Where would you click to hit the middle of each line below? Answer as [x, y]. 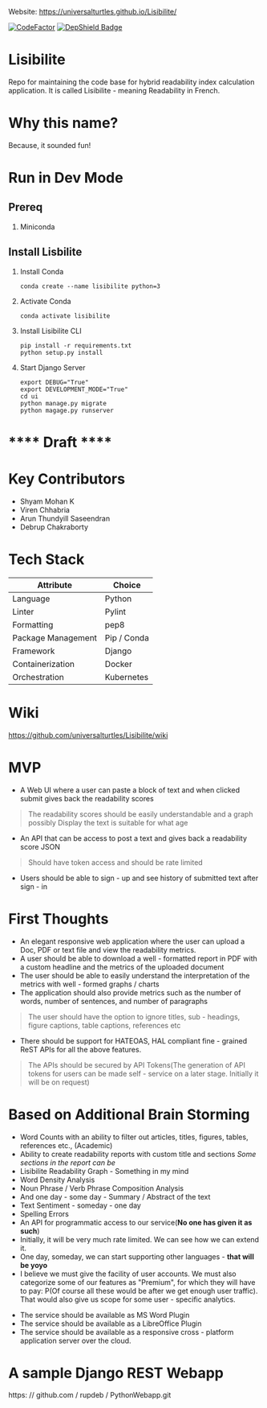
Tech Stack [47, 559]
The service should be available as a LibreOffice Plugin [111, 1324]
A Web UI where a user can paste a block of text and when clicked [130, 790]
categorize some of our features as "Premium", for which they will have [138, 1282]
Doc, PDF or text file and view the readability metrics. [108, 949]
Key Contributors [67, 479]
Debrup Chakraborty [54, 527]
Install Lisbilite [45, 252]
